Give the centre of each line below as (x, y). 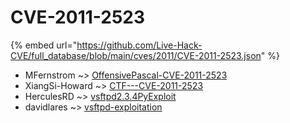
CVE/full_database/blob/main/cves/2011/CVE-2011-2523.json (136, 55)
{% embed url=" (44, 45)
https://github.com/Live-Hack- (139, 45)
